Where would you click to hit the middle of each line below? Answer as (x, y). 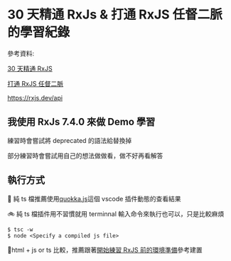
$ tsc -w (20, 229)
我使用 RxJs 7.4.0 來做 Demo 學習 (81, 122)
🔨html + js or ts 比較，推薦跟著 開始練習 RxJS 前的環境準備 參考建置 (105, 250)
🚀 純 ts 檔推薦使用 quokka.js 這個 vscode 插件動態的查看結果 (94, 198)
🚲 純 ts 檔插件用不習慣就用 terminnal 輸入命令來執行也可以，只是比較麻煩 (116, 213)
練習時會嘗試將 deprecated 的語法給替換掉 (70, 140)
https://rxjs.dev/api (35, 97)
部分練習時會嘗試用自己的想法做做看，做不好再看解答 (85, 155)
